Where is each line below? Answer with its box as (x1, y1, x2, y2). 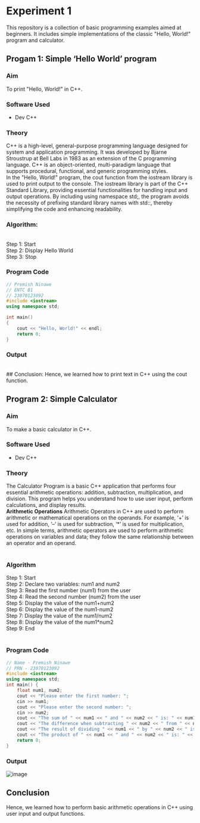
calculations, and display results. (6, 502, 86, 509)
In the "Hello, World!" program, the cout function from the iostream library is (6, 174, 193, 181)
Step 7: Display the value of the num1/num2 (6, 612, 113, 620)
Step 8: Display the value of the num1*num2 (6, 618, 114, 626)
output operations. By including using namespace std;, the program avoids (6, 193, 189, 200)
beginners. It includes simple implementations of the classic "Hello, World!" (6, 30, 191, 37)
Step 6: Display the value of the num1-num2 (6, 606, 114, 613)
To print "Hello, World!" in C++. (6, 85, 83, 92)
